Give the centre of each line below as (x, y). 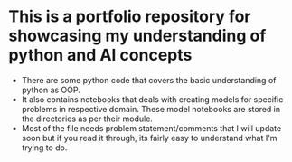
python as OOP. (51, 90)
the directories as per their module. (87, 119)
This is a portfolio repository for (130, 17)
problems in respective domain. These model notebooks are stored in (151, 109)
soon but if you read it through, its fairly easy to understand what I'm (149, 138)
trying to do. (44, 148)
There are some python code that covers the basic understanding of (149, 80)
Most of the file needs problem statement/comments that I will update (151, 128)
